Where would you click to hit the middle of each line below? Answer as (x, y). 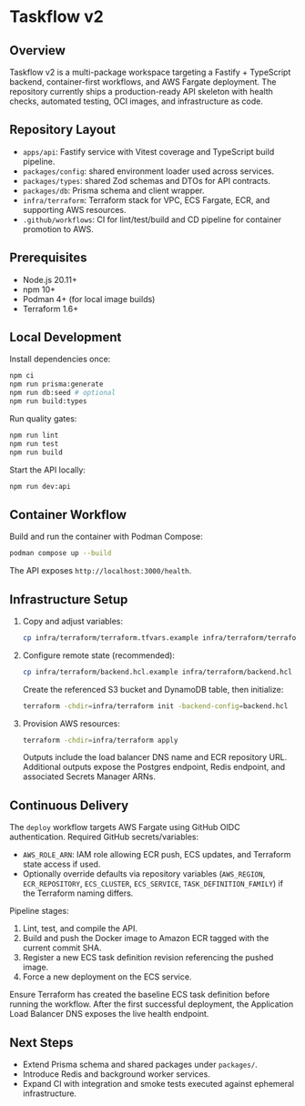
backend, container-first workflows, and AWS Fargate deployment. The (143, 82)
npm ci (22, 376)
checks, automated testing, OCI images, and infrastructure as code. (137, 101)
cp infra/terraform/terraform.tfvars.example (110, 638)
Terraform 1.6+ (51, 309)
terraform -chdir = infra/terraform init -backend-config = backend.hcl (155, 706)
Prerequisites (48, 258)
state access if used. (61, 864)
